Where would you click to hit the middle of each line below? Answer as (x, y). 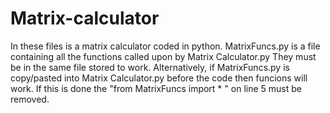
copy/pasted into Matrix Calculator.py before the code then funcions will (159, 78)
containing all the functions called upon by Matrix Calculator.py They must (163, 56)
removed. (30, 99)
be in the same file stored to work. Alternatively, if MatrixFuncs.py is (150, 67)
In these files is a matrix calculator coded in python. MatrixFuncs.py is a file (165, 46)
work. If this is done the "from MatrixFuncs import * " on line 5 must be (156, 88)
